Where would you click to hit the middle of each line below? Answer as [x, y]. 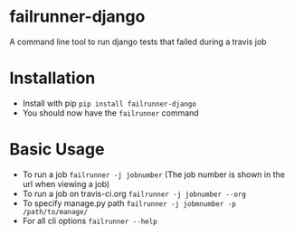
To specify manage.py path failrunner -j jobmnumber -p [129, 203]
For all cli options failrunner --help [90, 221]
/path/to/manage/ [55, 211]
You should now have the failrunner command [110, 113]
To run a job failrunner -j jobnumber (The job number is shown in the [153, 174]
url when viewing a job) [66, 183]
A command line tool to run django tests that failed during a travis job [138, 42]
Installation [52, 78]
